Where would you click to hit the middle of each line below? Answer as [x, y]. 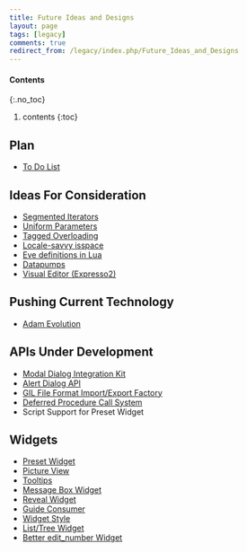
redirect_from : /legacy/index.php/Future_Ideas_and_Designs [124, 51]
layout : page [34, 26]
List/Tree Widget [53, 528]
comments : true [38, 43]
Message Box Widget [62, 490]
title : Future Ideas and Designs [72, 18]
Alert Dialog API [52, 383]
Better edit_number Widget [72, 538]
